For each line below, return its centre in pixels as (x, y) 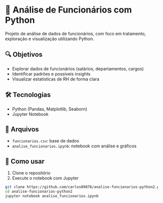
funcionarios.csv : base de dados (45, 141)
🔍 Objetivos (24, 55)
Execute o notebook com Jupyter (45, 178)
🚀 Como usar (25, 161)
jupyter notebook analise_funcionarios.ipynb (52, 196)
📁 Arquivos (22, 129)
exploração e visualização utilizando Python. (50, 39)
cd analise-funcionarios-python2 (39, 192)
